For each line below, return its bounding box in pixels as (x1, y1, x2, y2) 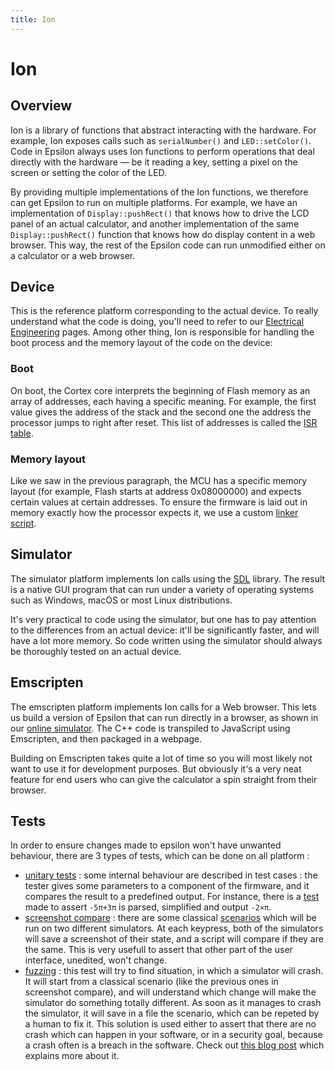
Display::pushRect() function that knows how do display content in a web (10, 228, 316, 240)
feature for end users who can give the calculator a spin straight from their (10, 773, 318, 785)
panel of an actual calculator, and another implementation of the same (10, 217, 300, 230)
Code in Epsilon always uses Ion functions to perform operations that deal (10, 145, 315, 157)
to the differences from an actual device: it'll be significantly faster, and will (10, 624, 320, 636)
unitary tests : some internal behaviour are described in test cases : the (24, 869, 318, 881)
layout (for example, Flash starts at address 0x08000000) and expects (10, 486, 302, 498)
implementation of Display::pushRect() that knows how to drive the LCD (10, 207, 310, 219)
